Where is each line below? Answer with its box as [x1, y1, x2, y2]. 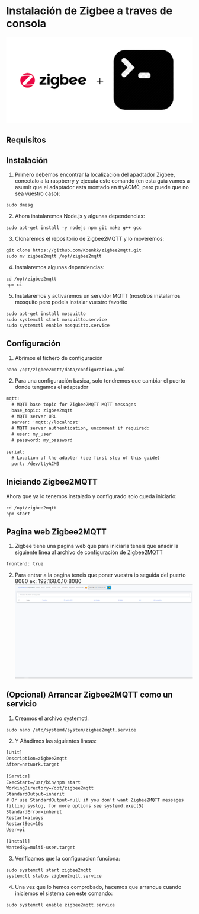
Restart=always [6, 814, 44, 821]
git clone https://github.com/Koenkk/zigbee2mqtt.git [6, 247, 142, 253]
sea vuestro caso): [14, 190, 60, 197]
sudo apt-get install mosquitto [6, 310, 86, 317]
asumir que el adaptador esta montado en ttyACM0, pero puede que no [14, 183, 190, 190]
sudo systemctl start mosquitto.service [6, 316, 108, 323]
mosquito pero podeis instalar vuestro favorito [14, 298, 128, 305]
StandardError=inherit [6, 808, 62, 815]
